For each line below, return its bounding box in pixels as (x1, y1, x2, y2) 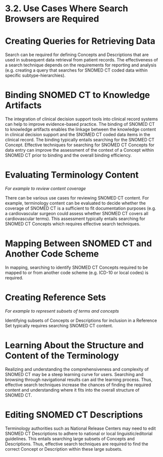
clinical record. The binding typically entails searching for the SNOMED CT (5, 137, 155, 143)
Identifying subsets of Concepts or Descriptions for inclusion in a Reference (5, 318, 157, 323)
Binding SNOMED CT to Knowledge (5, 90, 150, 100)
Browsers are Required (5, 13, 99, 24)
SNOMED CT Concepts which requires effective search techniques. (5, 221, 141, 227)
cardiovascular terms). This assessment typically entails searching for (5, 216, 145, 221)
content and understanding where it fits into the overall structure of (5, 387, 140, 393)
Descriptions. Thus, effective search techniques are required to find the (5, 441, 148, 447)
